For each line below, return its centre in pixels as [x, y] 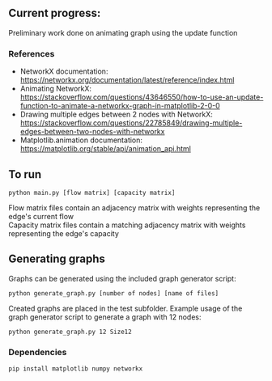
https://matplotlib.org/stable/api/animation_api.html [106, 149]
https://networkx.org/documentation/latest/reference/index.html [127, 80]
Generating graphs [57, 259]
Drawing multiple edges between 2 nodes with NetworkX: [116, 114]
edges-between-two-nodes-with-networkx [92, 132]
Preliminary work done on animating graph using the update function [123, 32]
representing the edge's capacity [64, 233]
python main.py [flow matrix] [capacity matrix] [92, 193]
